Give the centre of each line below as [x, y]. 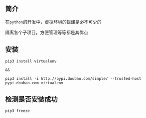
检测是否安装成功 [31, 99]
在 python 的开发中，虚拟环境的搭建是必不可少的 [53, 22]
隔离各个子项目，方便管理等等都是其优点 [47, 32]
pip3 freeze [17, 111]
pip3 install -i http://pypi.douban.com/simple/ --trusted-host [73, 78]
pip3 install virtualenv [31, 61]
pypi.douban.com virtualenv [34, 83]
